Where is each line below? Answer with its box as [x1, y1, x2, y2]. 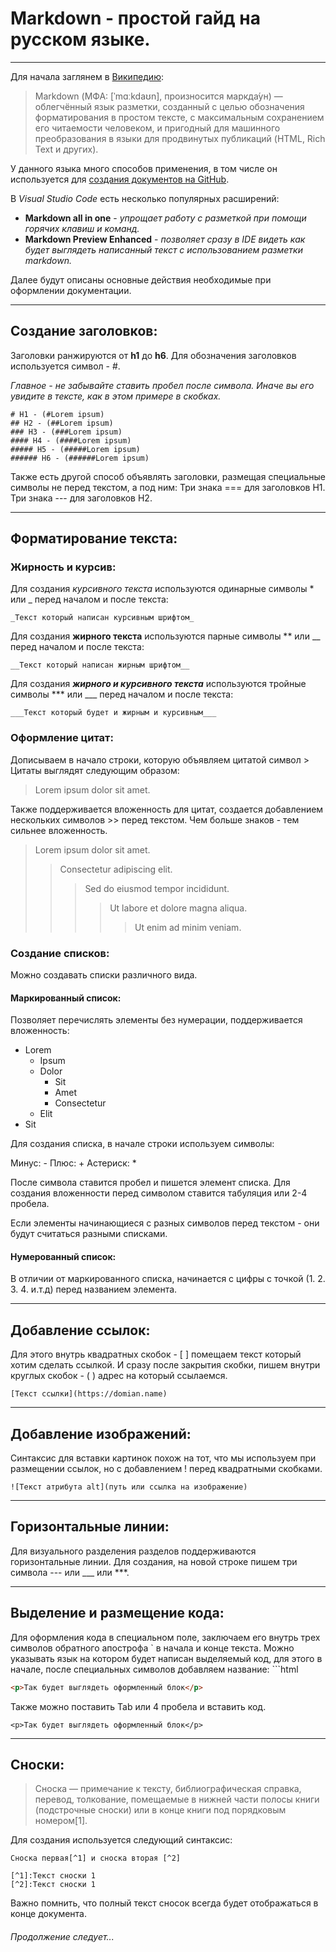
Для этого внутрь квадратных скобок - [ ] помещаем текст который [10, 1348, 302, 1361]
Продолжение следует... [10, 1930, 115, 1942]
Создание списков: [10, 946, 110, 960]
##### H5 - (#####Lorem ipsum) [10, 444, 141, 454]
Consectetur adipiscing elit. [59, 863, 173, 875]
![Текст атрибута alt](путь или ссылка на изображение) [10, 1482, 248, 1492]
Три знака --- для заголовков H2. [10, 492, 153, 504]
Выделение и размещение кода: [10, 1605, 225, 1622]
